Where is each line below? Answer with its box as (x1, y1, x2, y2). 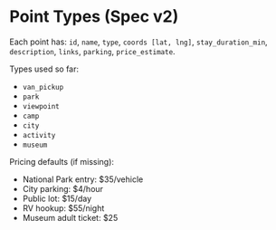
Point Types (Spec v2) (9, 6, 179, 27)
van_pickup (22, 82, 64, 91)
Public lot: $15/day (22, 193, 92, 204)
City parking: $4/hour (22, 183, 104, 194)
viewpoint (22, 101, 61, 110)
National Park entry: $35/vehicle (22, 174, 144, 185)
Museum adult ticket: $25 (22, 212, 119, 223)
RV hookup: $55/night (22, 202, 105, 214)
